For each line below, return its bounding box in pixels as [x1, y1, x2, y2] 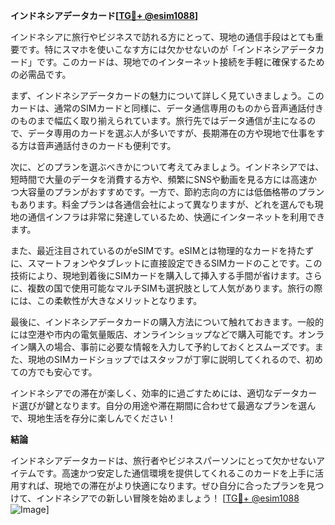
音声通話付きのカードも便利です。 [36, 140, 177, 151]
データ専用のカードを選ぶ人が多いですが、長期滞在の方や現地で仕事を [27, 127, 317, 139]
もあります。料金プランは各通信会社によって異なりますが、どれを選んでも [10, 199, 315, 210]
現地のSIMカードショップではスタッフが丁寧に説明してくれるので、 [27, 354, 306, 365]
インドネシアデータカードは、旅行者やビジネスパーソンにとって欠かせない [10, 455, 317, 466]
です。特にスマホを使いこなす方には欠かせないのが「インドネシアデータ [18, 44, 317, 55]
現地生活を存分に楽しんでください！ [27, 412, 177, 424]
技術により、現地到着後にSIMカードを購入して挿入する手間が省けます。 [10, 270, 305, 281]
